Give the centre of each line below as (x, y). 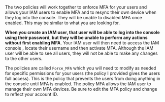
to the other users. (24, 58)
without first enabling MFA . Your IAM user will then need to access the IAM (82, 43)
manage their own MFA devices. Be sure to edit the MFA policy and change (81, 89)
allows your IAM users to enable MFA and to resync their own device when (81, 12)
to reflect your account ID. (32, 94)
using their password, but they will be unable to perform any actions (76, 37)
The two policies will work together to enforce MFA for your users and (76, 7)
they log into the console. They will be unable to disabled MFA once (74, 17)
